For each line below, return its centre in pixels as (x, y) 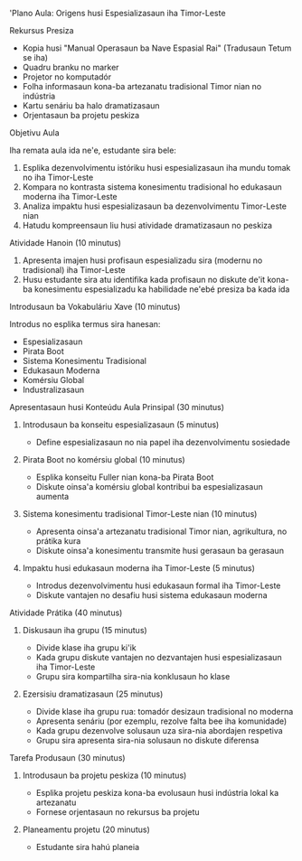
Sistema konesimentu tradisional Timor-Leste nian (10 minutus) (140, 514)
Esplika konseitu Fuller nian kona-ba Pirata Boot (125, 477)
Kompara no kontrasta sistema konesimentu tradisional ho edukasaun (152, 187)
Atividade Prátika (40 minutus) (66, 613)
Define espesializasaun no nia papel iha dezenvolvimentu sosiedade (163, 442)
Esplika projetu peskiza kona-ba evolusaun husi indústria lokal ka (157, 793)
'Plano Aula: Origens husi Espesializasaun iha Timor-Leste (118, 13)
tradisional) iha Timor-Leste (74, 270)
